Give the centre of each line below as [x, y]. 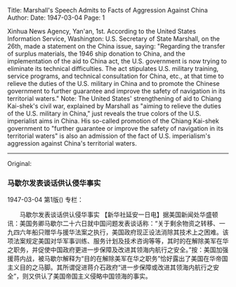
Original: [20, 164]
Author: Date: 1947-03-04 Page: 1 [56, 18]
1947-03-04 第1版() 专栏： [46, 200]
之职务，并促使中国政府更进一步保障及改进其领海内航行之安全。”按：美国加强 [118, 250]
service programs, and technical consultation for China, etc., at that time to [116, 76]
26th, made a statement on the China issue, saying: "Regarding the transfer [116, 46]
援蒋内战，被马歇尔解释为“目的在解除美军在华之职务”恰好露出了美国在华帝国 [118, 259]
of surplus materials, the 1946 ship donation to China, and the [97, 53]
